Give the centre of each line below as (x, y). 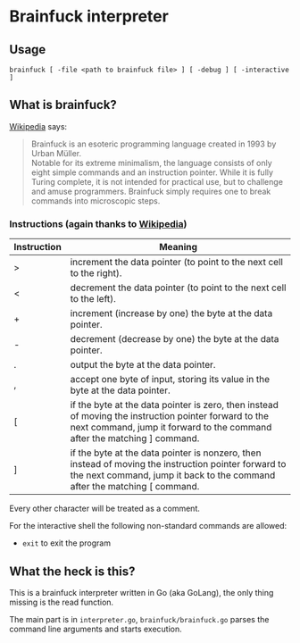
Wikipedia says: (38, 126)
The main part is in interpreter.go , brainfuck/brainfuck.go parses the (139, 619)
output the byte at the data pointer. (143, 365)
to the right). (96, 273)
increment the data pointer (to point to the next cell (177, 263)
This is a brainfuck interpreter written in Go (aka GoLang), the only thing (142, 592)
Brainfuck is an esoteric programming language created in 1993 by (154, 144)
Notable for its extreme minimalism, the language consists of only (151, 163)
